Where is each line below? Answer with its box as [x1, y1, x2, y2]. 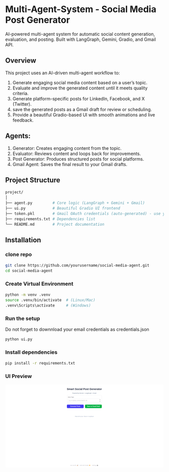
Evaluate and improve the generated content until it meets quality [12, 85, 148, 91]
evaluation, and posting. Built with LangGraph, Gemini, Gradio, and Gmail [5, 36, 156, 42]
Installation [5, 236, 41, 244]
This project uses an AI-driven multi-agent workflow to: [5, 70, 120, 76]
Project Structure [5, 176, 60, 184]
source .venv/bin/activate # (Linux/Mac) [5, 298, 96, 303]
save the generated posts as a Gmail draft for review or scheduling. [12, 106, 152, 112]
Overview [5, 57, 37, 65]
